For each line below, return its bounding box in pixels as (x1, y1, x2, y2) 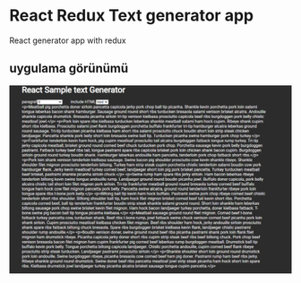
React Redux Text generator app (9, 5, 254, 26)
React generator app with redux (9, 35, 127, 46)
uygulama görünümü (9, 61, 129, 76)
